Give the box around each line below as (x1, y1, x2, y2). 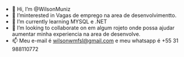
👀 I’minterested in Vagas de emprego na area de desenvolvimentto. (11, 12, 177, 19)
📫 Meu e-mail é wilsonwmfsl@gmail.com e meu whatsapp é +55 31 (11, 37, 179, 44)
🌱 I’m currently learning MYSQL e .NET (11, 18, 107, 25)
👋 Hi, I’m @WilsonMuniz (11, 6, 71, 12)
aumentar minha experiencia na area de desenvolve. (11, 31, 141, 38)
